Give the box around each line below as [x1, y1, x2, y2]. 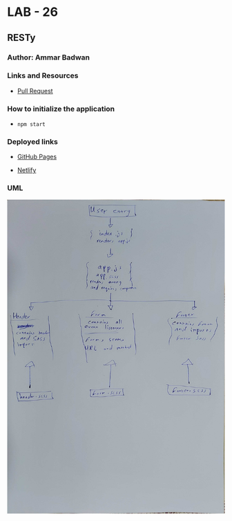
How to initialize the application [7, 104, 115, 113]
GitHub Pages [17, 153, 57, 161]
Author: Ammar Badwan [7, 53, 90, 62]
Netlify [17, 166, 37, 174]
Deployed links [7, 137, 59, 147]
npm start [17, 121, 46, 128]
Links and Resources [7, 71, 79, 80]
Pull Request [17, 86, 53, 95]
